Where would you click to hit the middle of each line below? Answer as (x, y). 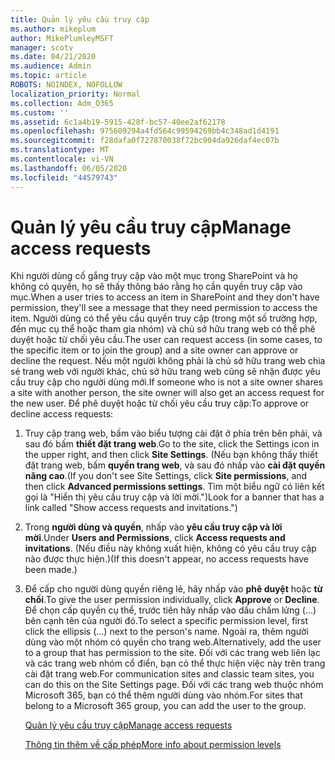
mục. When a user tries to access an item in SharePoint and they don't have (165, 297)
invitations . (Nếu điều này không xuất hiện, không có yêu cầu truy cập (170, 548)
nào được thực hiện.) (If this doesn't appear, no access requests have (167, 559)
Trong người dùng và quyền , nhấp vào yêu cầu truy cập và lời (153, 527)
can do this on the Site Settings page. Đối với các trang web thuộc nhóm (174, 685)
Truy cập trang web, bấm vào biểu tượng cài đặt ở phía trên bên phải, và (173, 433)
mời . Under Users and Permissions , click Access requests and (155, 538)
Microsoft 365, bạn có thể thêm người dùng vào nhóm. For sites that (163, 695)
